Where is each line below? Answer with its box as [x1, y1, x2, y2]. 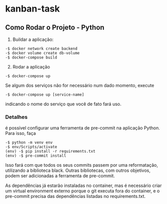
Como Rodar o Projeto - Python [5, 23, 105, 32]
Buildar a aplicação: [12, 36, 54, 42]
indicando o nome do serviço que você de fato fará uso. [5, 101, 122, 107]
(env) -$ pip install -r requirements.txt [5, 149, 96, 154]
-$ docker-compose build [5, 55, 57, 60]
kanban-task [5, 3, 60, 15]
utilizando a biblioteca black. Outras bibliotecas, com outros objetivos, [5, 167, 151, 174]
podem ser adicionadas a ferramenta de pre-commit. [5, 173, 115, 179]
